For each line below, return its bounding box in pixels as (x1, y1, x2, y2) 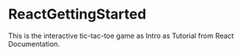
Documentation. (8, 39, 61, 48)
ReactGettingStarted (8, 5, 147, 23)
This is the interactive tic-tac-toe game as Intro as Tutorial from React (8, 31, 234, 40)
